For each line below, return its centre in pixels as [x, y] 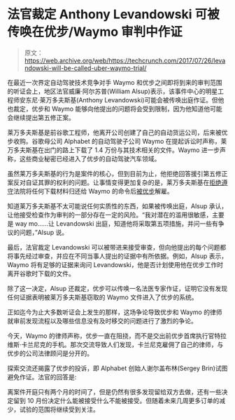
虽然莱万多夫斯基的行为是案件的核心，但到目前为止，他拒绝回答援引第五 [111, 173]
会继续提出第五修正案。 [41, 117]
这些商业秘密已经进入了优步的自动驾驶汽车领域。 [90, 158]
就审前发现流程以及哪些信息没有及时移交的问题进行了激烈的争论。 [102, 320]
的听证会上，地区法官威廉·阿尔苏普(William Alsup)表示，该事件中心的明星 [113, 91]
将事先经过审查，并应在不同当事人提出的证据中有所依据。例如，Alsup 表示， [117, 256]
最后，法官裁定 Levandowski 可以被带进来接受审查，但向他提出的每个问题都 [117, 247]
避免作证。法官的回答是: [42, 377]
